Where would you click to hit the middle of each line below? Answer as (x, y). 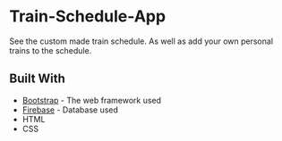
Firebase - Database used (70, 110)
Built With (37, 79)
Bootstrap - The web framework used (92, 100)
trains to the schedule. (51, 50)
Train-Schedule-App (88, 17)
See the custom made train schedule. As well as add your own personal (141, 41)
